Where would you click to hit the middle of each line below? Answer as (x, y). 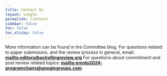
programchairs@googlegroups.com (44, 68)
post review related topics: (33, 63)
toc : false (17, 28)
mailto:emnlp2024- (82, 63)
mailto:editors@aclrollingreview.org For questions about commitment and (83, 57)
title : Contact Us (24, 10)
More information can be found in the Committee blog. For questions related (84, 47)
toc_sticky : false (24, 33)
